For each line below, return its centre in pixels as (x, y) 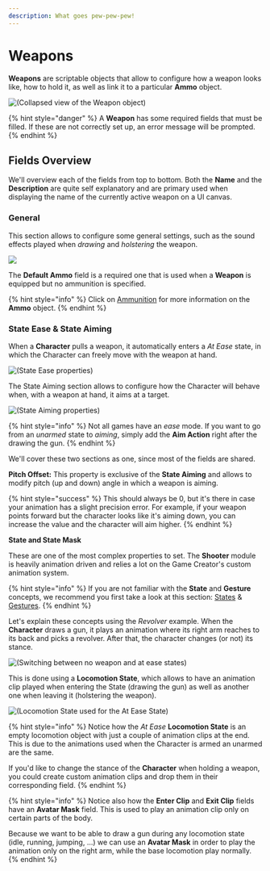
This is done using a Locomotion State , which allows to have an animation (132, 678)
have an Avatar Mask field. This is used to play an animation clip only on (129, 809)
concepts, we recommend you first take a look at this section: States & (125, 597)
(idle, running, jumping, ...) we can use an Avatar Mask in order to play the (132, 842)
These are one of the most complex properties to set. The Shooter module (132, 555)
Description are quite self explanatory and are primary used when (118, 188)
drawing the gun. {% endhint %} (62, 443)
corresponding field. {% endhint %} (67, 785)
